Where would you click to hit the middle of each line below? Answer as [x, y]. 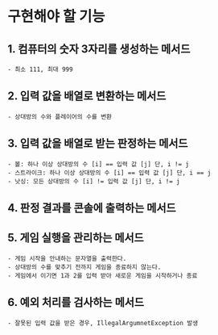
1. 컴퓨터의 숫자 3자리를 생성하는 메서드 [99, 49]
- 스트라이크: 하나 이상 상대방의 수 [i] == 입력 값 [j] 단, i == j [109, 173]
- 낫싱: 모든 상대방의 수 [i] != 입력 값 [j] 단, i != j [94, 181]
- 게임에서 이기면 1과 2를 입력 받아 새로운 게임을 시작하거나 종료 [103, 275]
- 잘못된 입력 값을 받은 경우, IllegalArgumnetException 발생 [103, 323]
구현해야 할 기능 [56, 17]
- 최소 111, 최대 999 [40, 69]
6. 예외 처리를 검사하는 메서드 [76, 302]
